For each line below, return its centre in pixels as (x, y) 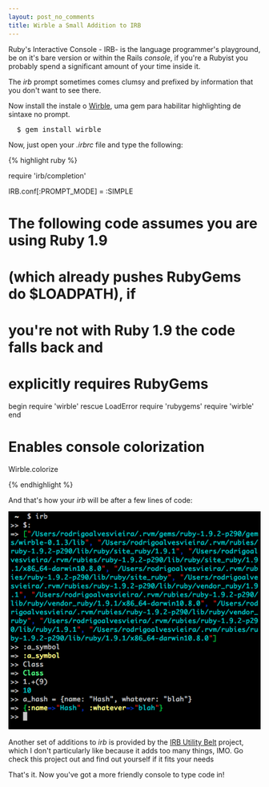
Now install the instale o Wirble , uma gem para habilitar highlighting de (125, 106)
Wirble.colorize (33, 469)
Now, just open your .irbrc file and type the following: (96, 145)
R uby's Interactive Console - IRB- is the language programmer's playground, (134, 49)
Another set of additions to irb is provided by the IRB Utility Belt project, (126, 742)
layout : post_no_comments (51, 17)
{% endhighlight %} (41, 485)
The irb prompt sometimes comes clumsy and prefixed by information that (131, 82)
